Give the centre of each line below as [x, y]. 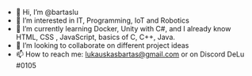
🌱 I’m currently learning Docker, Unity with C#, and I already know [123, 29]
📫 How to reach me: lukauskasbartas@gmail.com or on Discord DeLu [130, 54]
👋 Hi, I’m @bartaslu [47, 12]
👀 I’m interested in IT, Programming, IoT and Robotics [103, 20]
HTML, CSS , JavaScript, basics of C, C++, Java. [95, 37]
